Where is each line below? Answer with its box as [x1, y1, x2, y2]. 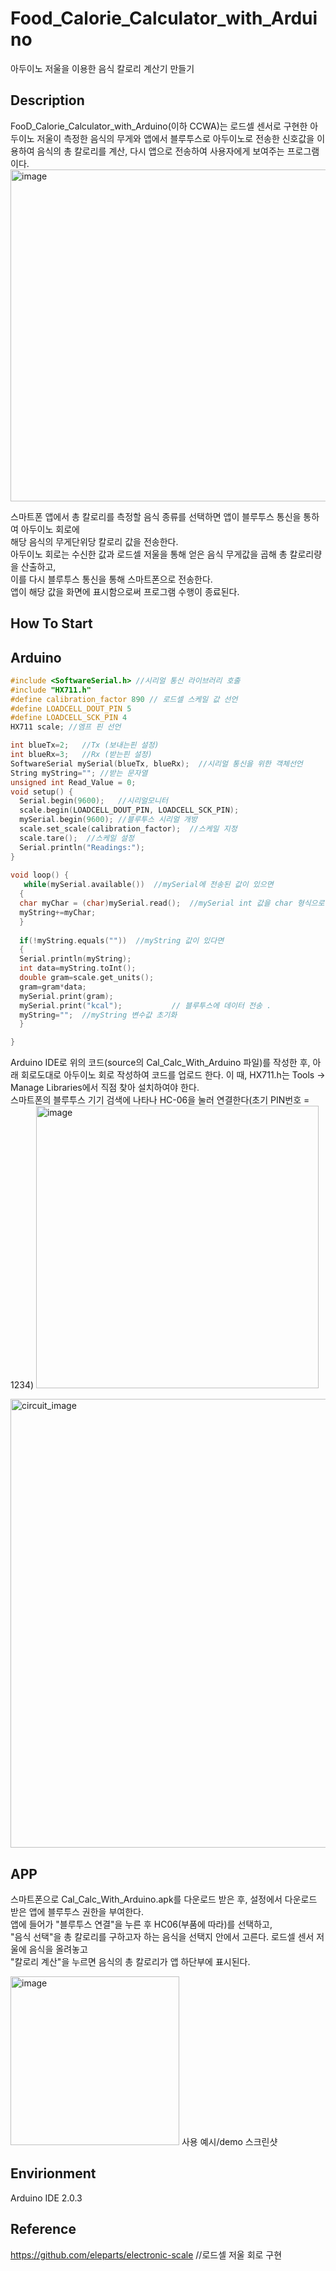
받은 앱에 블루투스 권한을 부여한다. [10, 1906, 144, 1918]
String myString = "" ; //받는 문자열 [10, 768, 148, 778]
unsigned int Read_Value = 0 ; [10, 777, 137, 787]
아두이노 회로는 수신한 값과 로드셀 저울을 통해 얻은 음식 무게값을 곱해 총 [10, 548, 288, 560]
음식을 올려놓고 [28, 1943, 88, 1956]
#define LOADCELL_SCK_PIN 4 [10, 713, 128, 723]
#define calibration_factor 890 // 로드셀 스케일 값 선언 [10, 694, 238, 704]
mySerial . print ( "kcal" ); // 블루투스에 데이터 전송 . [19, 1000, 272, 1011]
